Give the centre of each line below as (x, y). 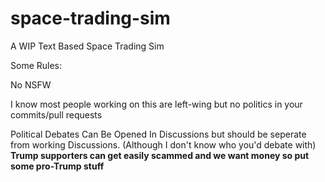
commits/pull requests (56, 114)
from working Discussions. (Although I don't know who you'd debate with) (163, 144)
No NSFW (31, 84)
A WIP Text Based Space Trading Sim (87, 46)
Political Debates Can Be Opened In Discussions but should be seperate (158, 134)
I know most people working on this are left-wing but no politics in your (156, 104)
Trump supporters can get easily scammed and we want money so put (160, 155)
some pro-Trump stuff (57, 166)
